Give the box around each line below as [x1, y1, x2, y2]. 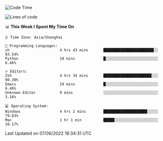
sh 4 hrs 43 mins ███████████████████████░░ [5, 48, 159, 53]
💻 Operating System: [5, 104, 49, 108]
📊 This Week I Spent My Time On [5, 24, 74, 29]
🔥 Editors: [5, 69, 28, 74]
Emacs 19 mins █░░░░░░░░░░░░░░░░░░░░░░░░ [5, 82, 159, 87]
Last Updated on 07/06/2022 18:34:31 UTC [5, 130, 92, 136]
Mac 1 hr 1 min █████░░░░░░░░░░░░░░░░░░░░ [5, 118, 159, 123]
